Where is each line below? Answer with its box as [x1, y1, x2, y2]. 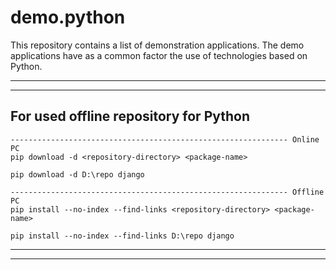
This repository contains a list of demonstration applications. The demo [10, 39, 305, 51]
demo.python [10, 6, 126, 29]
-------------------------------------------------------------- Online [10, 134, 320, 145]
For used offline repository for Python [10, 108, 251, 125]
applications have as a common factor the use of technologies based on [10, 49, 308, 61]
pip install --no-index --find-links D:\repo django [10, 231, 235, 241]
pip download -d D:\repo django [10, 169, 145, 180]
